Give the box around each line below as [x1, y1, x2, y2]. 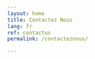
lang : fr [7, 23, 33, 29]
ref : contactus [7, 29, 51, 36]
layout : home [7, 10, 45, 17]
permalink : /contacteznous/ [7, 36, 89, 43]
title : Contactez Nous [7, 16, 73, 23]
